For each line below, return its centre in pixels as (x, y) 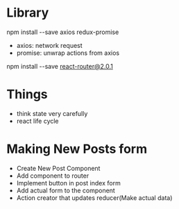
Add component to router (53, 176)
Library (28, 13)
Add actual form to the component (66, 190)
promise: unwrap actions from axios (68, 53)
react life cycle (38, 121)
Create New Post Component (58, 168)
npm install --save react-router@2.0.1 (60, 66)
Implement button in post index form (68, 183)
